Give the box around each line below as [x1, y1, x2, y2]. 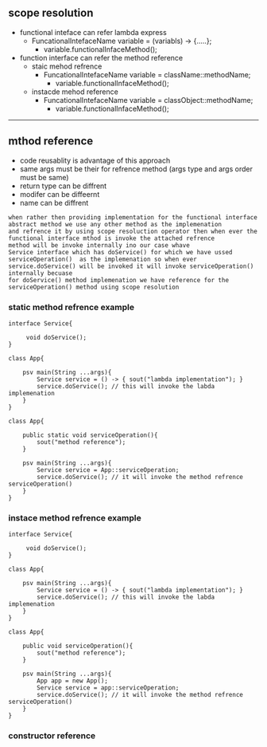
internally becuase [8, 269, 73, 277]
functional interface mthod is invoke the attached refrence [8, 234, 215, 242]
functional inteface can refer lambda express [19, 27, 167, 37]
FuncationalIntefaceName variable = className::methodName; [43, 69, 251, 79]
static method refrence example [8, 301, 135, 313]
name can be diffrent [19, 198, 89, 207]
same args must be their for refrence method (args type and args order [19, 163, 253, 174]
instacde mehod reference [31, 87, 119, 96]
